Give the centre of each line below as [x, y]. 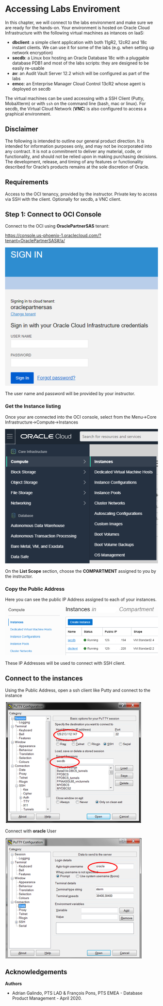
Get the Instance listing [33, 406]
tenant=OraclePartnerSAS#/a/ [35, 241]
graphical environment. [28, 114]
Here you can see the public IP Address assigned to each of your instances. [81, 600]
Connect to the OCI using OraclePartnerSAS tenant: [57, 226]
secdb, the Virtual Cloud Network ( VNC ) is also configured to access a [76, 109]
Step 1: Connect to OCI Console [53, 214]
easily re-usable [28, 68]
